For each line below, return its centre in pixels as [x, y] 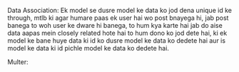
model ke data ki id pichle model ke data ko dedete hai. [88, 48]
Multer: [18, 62]
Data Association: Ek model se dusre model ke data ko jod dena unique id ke [119, 10]
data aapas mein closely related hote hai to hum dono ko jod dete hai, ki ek [117, 33]
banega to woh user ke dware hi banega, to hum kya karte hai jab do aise [115, 25]
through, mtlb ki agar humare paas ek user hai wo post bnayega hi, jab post [118, 18]
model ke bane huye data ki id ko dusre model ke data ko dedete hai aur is [117, 41]
